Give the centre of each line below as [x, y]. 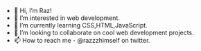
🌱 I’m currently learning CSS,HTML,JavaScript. [80, 25]
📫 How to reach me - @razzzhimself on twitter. [82, 40]
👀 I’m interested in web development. [67, 18]
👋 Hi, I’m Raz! [33, 11]
